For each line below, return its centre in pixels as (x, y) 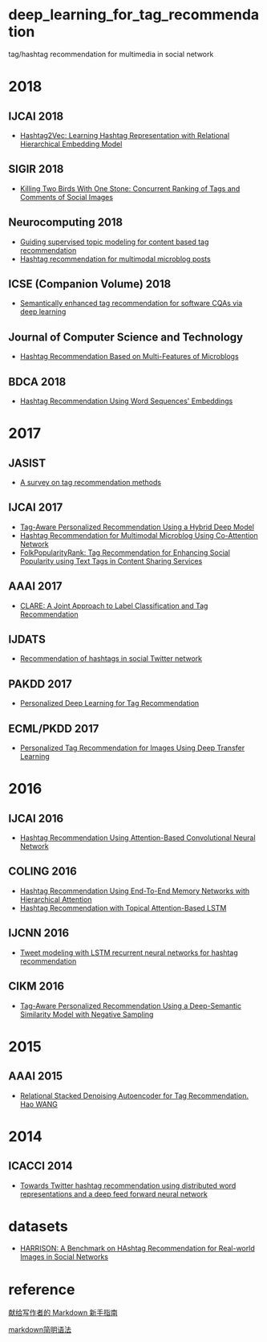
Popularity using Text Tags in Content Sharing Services (111, 561)
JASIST (27, 463)
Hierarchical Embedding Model (71, 144)
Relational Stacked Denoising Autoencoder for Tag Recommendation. (134, 1095)
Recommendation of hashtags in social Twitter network (111, 659)
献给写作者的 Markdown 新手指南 (63, 1313)
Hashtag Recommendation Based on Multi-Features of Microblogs (129, 357)
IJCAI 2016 (36, 818)
